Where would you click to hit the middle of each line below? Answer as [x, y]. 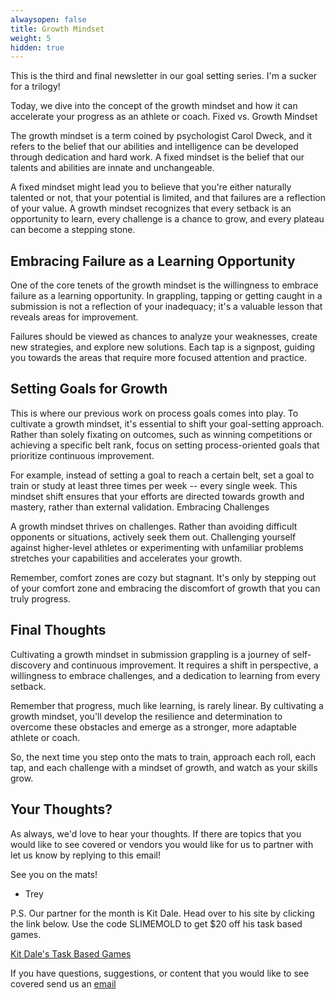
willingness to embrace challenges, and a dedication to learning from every [165, 675]
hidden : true [37, 47]
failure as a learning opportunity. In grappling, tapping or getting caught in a [166, 296]
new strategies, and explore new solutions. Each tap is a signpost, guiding [163, 347]
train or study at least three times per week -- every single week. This [154, 485]
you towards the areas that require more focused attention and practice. [158, 358]
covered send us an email [63, 983]
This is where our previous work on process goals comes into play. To [154, 413]
